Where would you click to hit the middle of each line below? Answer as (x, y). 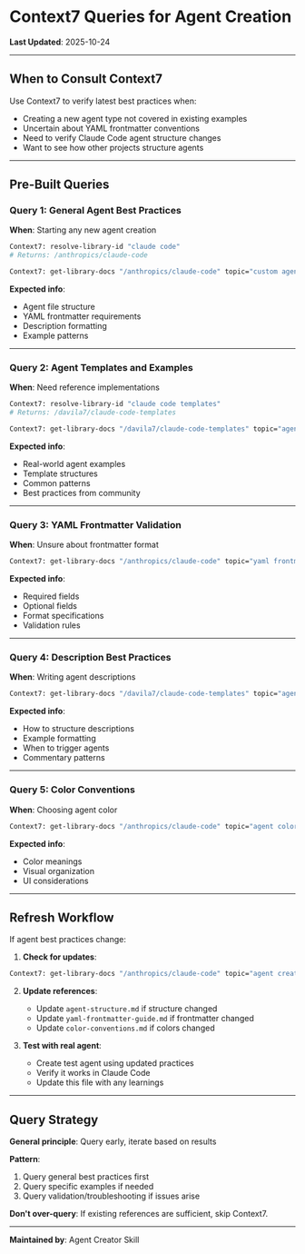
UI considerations (55, 881)
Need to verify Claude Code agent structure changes (122, 137)
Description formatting (64, 326)
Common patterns (56, 483)
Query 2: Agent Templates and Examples (101, 367)
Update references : (60, 991)
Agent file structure (59, 307)
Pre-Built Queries (59, 185)
